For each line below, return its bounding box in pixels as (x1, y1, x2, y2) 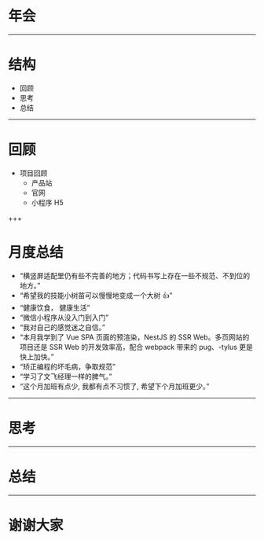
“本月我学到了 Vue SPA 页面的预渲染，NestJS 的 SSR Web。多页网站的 (19, 332, 250, 342)
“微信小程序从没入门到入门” (19, 312, 109, 322)
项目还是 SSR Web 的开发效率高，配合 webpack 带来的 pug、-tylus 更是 (19, 342, 254, 351)
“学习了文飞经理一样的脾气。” (19, 371, 112, 381)
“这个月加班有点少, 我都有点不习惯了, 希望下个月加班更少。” (19, 381, 210, 391)
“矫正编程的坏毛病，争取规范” (19, 362, 116, 371)
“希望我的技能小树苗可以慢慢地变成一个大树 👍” (19, 290, 173, 299)
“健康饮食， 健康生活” (19, 303, 90, 312)
